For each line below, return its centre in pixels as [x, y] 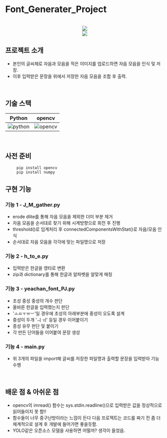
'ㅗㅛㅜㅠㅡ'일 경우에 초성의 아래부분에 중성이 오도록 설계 [68, 313]
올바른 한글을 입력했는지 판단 [41, 307]
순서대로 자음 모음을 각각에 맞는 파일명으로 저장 [59, 242]
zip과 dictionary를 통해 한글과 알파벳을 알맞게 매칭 [62, 275]
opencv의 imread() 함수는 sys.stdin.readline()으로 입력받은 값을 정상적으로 [87, 405]
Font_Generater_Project [56, 9]
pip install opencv [37, 168]
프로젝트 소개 [24, 51]
